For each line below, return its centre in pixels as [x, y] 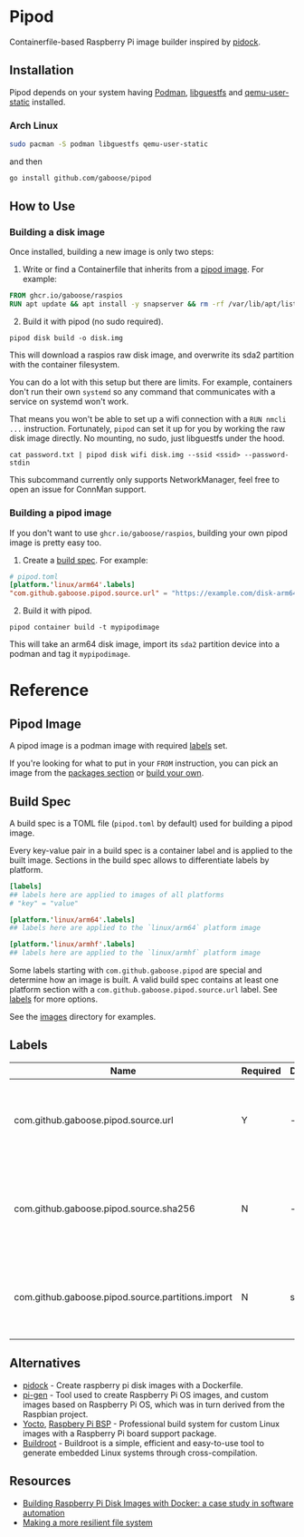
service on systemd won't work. [69, 402]
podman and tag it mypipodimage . [70, 654]
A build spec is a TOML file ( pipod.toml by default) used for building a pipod [151, 823]
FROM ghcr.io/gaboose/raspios [66, 296]
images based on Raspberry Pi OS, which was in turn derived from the [153, 1405]
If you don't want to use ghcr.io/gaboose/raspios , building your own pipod [148, 533]
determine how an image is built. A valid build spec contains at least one [144, 980]
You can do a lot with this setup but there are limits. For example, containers [151, 382]
